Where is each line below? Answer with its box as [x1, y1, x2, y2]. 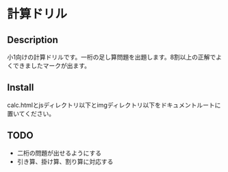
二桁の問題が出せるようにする [16, 149, 101, 157]
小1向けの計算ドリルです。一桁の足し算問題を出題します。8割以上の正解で [7, 53, 216, 61]
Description [7, 34, 58, 45]
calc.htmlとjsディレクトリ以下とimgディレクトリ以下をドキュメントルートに [7, 101, 221, 109]
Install [7, 82, 34, 93]
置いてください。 [7, 109, 55, 117]
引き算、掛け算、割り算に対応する [16, 157, 114, 165]
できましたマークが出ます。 [12, 62, 91, 69]
